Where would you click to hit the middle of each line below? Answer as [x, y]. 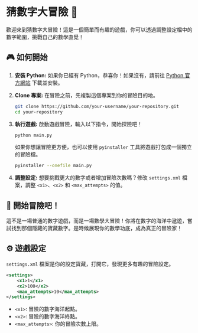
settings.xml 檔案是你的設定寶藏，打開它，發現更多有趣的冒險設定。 [90, 264]
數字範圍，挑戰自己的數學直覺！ [45, 37]
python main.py [33, 135]
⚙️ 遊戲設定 [26, 249]
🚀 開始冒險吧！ [33, 205]
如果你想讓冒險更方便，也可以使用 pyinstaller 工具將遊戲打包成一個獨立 [103, 147]
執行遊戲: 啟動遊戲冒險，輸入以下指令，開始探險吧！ [79, 124]
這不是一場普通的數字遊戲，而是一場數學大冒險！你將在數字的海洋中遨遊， [97, 221]
